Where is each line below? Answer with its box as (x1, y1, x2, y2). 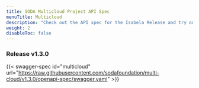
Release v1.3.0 (6, 50, 49, 58)
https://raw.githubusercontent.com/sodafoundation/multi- (18, 69, 160, 76)
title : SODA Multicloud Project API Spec (6, 8, 110, 15)
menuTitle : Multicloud (6, 14, 62, 20)
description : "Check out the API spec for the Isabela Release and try (6, 19, 187, 25)
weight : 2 (6, 25, 31, 31)
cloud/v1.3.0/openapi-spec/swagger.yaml (6, 76, 108, 83)
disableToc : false (6, 31, 52, 36)
